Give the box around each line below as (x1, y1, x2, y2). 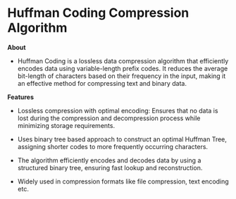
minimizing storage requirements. (17, 121, 115, 129)
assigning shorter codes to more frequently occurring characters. (17, 142, 209, 150)
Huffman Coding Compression (7, 5, 190, 21)
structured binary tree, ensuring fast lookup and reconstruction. (17, 163, 203, 172)
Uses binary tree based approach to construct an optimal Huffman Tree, (17, 135, 228, 143)
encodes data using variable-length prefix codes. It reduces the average (17, 64, 228, 72)
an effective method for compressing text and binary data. (17, 79, 187, 87)
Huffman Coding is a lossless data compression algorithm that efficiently (17, 56, 229, 65)
